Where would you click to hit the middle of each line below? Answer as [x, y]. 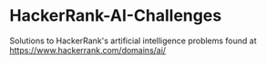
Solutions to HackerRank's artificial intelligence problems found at [133, 41]
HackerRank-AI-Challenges [116, 16]
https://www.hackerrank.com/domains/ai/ [88, 50]
